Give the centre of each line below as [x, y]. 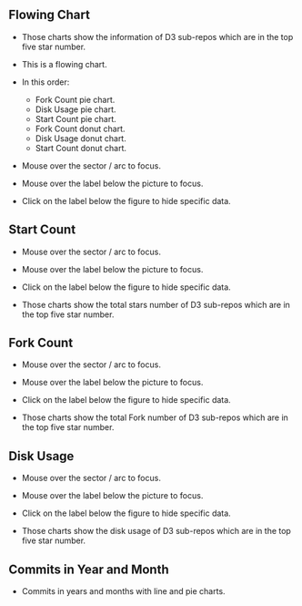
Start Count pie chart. [76, 118]
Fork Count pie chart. [75, 99]
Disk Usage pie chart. [75, 109]
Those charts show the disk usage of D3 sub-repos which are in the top [156, 531]
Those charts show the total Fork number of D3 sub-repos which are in [155, 417]
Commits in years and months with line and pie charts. [123, 591]
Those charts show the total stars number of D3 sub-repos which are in [156, 304]
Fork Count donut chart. [80, 128]
